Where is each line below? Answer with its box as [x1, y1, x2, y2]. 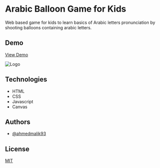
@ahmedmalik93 [12, 131, 46, 137]
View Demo [5, 52, 28, 57]
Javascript [12, 98, 34, 104]
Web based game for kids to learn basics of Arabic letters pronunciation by [5, 19, 156, 25]
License [5, 145, 30, 153]
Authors [5, 118, 31, 126]
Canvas [12, 104, 28, 110]
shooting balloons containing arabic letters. [5, 24, 92, 30]
